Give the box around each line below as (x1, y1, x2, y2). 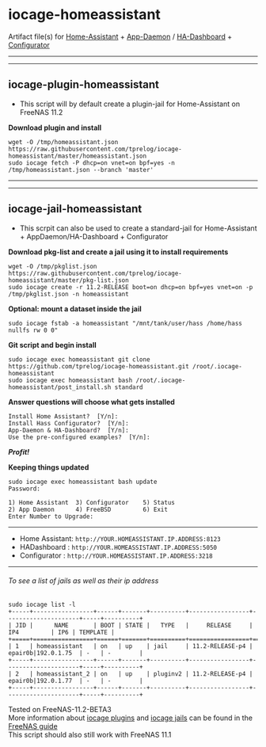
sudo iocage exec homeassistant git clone (8, 355, 150, 364)
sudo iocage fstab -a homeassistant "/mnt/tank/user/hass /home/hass (8, 319, 243, 327)
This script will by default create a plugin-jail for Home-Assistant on (19, 99, 240, 109)
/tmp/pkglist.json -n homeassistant (8, 290, 129, 298)
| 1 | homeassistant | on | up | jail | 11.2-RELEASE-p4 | (8, 642, 253, 650)
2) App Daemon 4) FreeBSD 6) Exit (8, 505, 169, 513)
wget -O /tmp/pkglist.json (8, 262, 97, 270)
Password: (8, 485, 41, 493)
